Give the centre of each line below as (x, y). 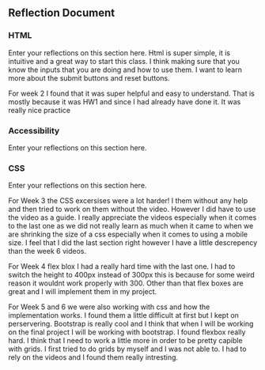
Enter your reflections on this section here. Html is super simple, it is (119, 53)
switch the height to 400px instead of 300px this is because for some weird (131, 275)
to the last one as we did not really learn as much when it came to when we (131, 226)
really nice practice (40, 110)
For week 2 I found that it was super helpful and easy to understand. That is (131, 93)
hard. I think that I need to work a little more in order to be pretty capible (125, 341)
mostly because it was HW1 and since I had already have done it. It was (125, 101)
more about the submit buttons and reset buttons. (89, 77)
